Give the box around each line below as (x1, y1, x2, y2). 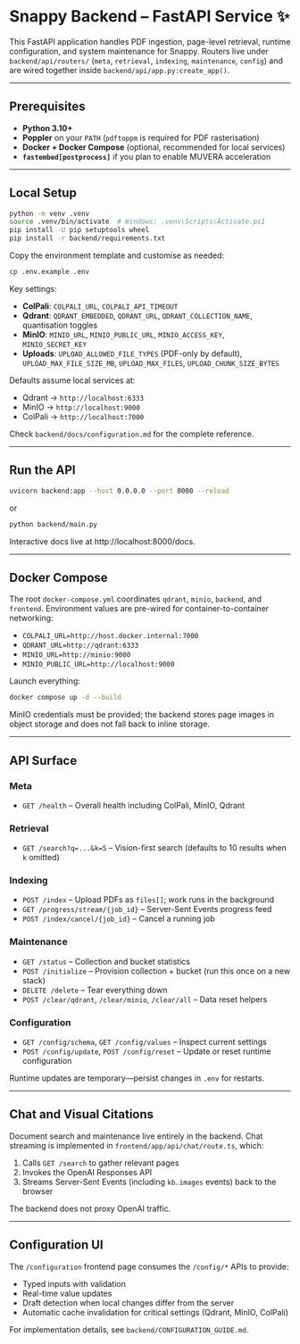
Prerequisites (9, 99, 86, 114)
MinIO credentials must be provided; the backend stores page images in (9, 709, 275, 720)
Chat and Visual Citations (9, 1107, 154, 1122)
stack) (21, 975, 46, 985)
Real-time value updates (21, 1288, 112, 1298)
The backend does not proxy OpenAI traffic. (9, 1203, 171, 1214)
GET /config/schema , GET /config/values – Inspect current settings (21, 1037, 268, 1048)
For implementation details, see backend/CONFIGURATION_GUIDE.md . (9, 1323, 249, 1335)
